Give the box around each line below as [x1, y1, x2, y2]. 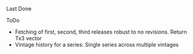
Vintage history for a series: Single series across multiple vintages [14, 41, 179, 48]
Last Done [6, 5, 32, 12]
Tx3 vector [14, 35, 42, 41]
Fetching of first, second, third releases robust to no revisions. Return [14, 28, 188, 35]
